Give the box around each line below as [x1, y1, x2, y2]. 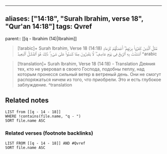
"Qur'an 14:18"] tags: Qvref [5, 22, 92, 31]
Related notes [5, 96, 49, 105]
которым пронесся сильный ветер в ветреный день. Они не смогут [17, 71, 162, 77]
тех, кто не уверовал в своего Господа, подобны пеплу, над [17, 66, 145, 72]
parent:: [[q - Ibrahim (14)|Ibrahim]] [5, 35, 77, 41]
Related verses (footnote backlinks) [5, 130, 93, 137]
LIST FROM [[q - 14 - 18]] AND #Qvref [5, 141, 85, 146]
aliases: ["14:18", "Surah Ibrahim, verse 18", [5, 14, 144, 23]
